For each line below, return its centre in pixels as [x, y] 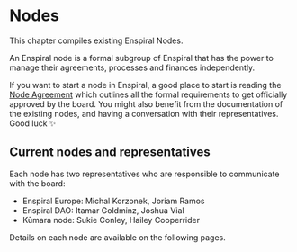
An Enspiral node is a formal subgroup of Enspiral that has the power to [142, 58]
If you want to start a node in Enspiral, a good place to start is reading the [145, 85]
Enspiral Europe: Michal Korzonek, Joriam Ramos [113, 201]
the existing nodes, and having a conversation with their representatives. [144, 113]
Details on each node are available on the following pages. [118, 237]
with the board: [37, 183]
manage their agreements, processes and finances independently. [132, 67]
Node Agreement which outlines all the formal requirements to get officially [148, 94]
